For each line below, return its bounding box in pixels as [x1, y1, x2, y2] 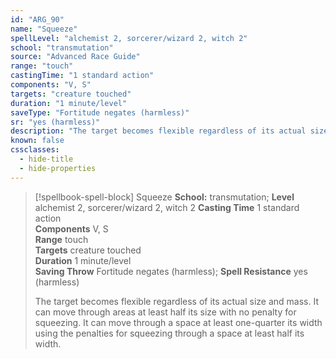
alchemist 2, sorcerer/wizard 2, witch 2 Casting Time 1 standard [34, 201, 300, 213]
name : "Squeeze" [10, 24, 78, 34]
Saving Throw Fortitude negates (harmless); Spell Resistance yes [34, 265, 308, 277]
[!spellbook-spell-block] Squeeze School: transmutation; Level [34, 191, 295, 203]
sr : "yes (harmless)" [10, 117, 101, 127]
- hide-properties [19, 163, 97, 173]
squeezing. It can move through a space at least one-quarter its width [34, 316, 323, 328]
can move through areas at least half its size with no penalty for [34, 306, 297, 318]
